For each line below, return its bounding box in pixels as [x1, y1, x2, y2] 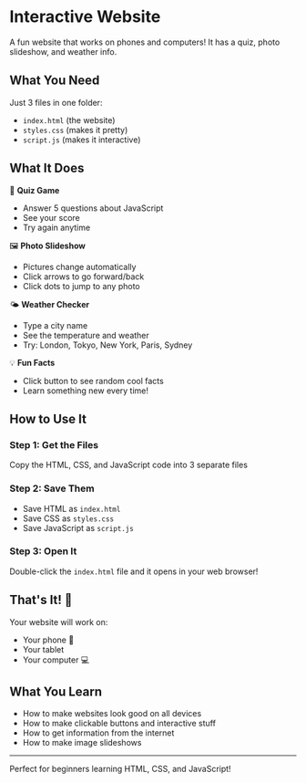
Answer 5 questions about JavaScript [22, 203, 164, 214]
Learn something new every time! [22, 385, 148, 396]
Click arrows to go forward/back [22, 271, 145, 282]
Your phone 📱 [22, 634, 75, 645]
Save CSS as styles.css [22, 513, 115, 524]
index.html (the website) [22, 114, 116, 125]
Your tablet [22, 643, 65, 654]
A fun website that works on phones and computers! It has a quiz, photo [9, 37, 280, 47]
